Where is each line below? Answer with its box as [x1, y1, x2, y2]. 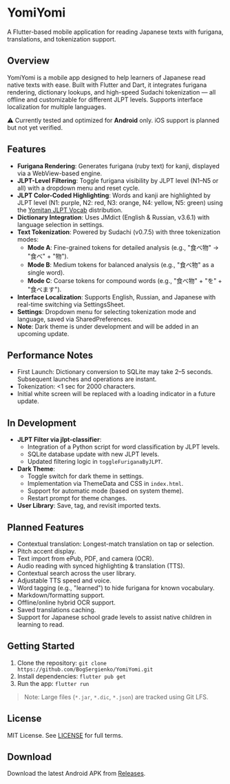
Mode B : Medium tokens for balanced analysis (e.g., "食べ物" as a [27, 260, 215, 268]
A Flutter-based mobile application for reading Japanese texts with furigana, [7, 28, 224, 36]
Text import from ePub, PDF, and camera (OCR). [17, 554, 154, 562]
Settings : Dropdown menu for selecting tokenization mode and [17, 307, 196, 315]
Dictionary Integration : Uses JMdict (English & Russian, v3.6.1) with [17, 213, 210, 222]
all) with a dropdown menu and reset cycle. [17, 184, 140, 192]
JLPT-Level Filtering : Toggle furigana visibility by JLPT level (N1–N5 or [17, 176, 219, 184]
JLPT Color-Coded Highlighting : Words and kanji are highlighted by [17, 191, 211, 199]
